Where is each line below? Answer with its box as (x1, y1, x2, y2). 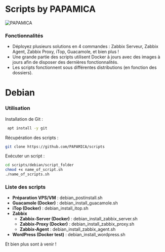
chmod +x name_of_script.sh (5, 167, 63, 172)
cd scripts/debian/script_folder (5, 162, 74, 168)
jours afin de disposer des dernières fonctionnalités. (12, 59, 119, 65)
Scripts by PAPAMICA (5, 3, 96, 15)
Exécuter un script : (5, 153, 45, 159)
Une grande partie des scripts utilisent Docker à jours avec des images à (12, 54, 161, 60)
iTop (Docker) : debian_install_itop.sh (12, 205, 89, 211)
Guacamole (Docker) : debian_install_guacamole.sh (12, 200, 118, 206)
